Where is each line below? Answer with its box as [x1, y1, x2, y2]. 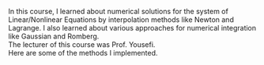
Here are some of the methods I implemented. [8, 49, 158, 57]
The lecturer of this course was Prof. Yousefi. [8, 40, 156, 49]
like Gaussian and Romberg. [8, 31, 100, 41]
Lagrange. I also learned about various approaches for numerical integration [8, 23, 257, 32]
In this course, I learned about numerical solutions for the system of [8, 7, 229, 16]
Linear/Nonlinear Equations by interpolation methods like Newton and [8, 15, 235, 24]
